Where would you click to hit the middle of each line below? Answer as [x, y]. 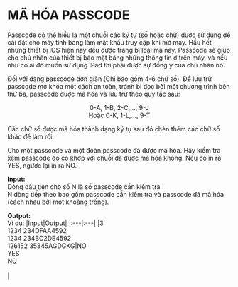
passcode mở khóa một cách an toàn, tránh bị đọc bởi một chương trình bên [119, 86]
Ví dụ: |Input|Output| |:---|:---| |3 [56, 223]
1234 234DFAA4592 [37, 230]
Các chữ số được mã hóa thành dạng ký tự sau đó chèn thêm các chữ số [114, 129]
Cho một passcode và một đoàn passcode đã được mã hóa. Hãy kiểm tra [114, 150]
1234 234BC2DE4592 [39, 238]
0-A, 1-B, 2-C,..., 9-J [119, 107]
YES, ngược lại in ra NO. [42, 165]
